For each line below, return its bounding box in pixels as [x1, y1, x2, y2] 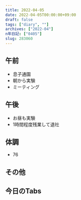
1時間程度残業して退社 [12, 121, 60, 127]
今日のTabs [5, 187, 42, 195]
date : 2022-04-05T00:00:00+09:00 [5, 12, 76, 17]
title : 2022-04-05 [5, 7, 44, 13]
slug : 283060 [5, 36, 33, 42]
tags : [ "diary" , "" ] [5, 22, 49, 27]
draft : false [5, 17, 33, 22]
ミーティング [12, 84, 40, 90]
